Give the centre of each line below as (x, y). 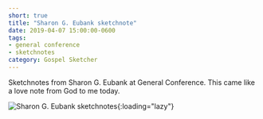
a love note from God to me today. (64, 90)
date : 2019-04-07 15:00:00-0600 (62, 30)
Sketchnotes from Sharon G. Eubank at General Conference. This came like (131, 82)
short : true (28, 15)
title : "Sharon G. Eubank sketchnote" (73, 23)
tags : (17, 38)
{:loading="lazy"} (145, 106)
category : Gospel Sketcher (53, 60)
